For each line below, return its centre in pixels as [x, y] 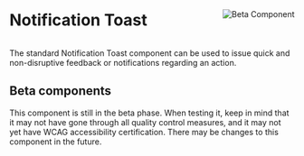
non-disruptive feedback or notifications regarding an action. [123, 62]
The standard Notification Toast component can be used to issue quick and [150, 53]
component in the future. [56, 142]
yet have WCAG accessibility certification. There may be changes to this [144, 132]
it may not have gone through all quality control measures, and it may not [146, 122]
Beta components [60, 91]
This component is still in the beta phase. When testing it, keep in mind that [149, 113]
